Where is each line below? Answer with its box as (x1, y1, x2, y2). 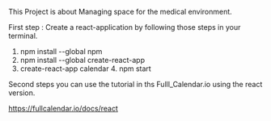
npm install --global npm (19, 47, 103, 56)
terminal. (8, 31, 38, 40)
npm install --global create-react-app (19, 56, 146, 65)
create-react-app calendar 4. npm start (19, 64, 151, 73)
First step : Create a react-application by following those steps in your (8, 23, 241, 31)
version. (8, 88, 36, 98)
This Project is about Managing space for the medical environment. (8, 7, 232, 16)
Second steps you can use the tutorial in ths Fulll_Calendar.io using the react (8, 80, 263, 89)
